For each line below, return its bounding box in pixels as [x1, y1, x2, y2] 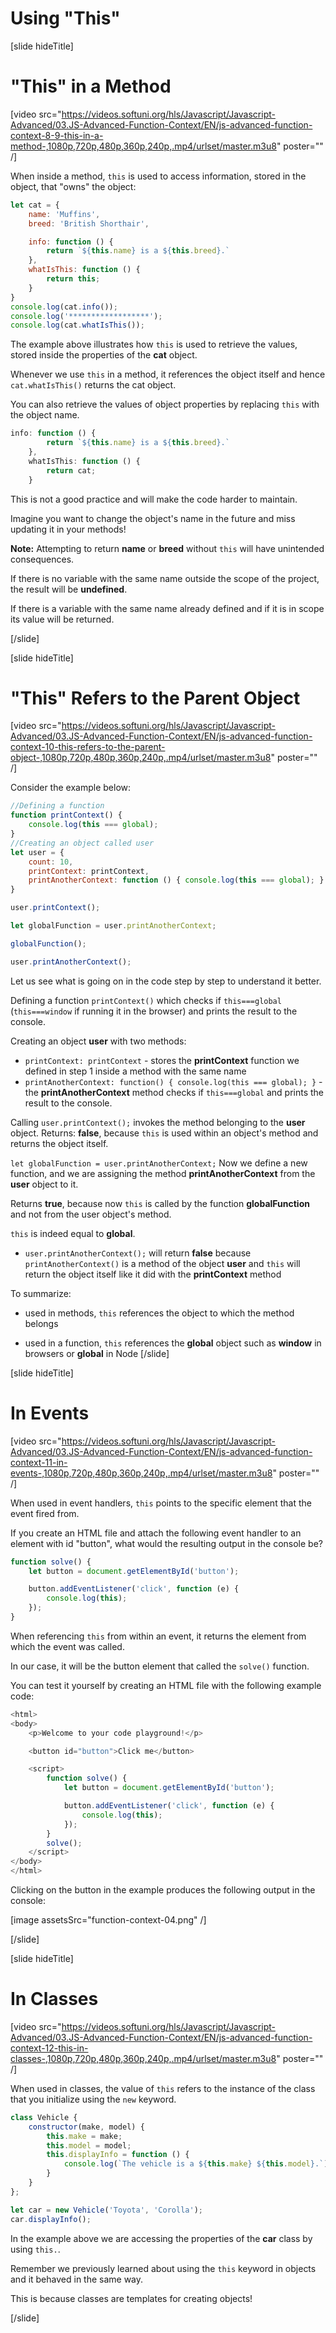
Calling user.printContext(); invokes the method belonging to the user [10, 1116, 306, 1128]
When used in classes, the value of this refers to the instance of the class [10, 2082, 316, 2094]
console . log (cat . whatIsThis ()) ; [10, 320, 145, 331]
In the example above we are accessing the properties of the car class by [10, 2232, 313, 2244]
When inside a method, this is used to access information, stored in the [10, 170, 307, 182]
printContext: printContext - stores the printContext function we [24, 1054, 300, 1066]
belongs [24, 1317, 59, 1329]
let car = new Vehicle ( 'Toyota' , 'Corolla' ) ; [10, 2205, 203, 2215]
